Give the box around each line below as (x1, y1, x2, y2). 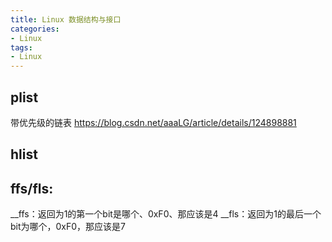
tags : (10, 42, 33, 53)
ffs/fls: (10, 180, 54, 197)
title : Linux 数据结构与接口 (10, 14, 122, 25)
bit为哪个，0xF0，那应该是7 (10, 221, 127, 233)
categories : (10, 24, 60, 34)
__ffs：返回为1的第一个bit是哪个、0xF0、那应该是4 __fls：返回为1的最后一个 (10, 208, 322, 220)
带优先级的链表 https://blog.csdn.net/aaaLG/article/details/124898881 (10, 116, 297, 128)
